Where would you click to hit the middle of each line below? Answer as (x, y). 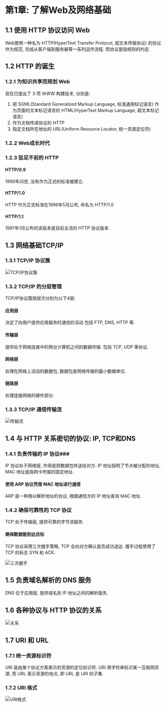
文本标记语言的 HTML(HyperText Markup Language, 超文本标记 (94, 110)
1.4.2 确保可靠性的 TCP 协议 (38, 510)
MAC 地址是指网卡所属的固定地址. (40, 471)
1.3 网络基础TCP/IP (34, 245)
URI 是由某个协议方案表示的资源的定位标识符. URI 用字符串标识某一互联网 (80, 667)
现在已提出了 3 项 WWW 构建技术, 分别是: (48, 93)
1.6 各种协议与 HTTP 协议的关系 (54, 610)
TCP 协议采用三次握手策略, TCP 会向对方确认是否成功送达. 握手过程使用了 (81, 546)
